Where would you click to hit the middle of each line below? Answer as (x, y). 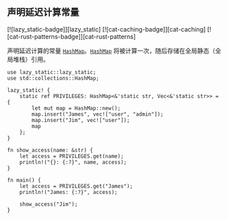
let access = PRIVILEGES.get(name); (72, 156)
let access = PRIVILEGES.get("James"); (76, 186)
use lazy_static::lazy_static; (52, 72)
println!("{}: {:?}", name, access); (73, 162)
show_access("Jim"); (49, 204)
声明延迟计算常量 (43, 12)
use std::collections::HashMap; (53, 78)
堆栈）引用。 (31, 59)
